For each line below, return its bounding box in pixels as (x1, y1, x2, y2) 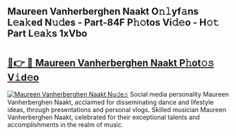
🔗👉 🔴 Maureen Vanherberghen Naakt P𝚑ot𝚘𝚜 (7, 56, 214, 69)
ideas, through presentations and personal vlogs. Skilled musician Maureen (7, 106, 227, 113)
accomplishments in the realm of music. (7, 120, 124, 129)
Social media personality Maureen (129, 90, 230, 98)
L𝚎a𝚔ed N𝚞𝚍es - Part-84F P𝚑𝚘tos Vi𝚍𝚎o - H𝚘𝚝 (7, 17, 220, 29)
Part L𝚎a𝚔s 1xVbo (7, 27, 88, 39)
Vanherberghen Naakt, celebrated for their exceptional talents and (7, 113, 200, 121)
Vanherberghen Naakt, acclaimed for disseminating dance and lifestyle (7, 98, 214, 106)
